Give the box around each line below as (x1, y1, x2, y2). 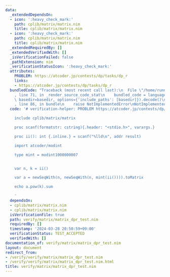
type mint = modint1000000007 (14, 152, 78, 157)
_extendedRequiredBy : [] (10, 45, 62, 50)
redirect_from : (5, 250, 37, 255)
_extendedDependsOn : (10, 12, 53, 17)
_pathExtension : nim (10, 59, 53, 64)
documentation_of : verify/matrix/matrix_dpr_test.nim (5, 240, 121, 246)
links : (14, 78, 28, 83)
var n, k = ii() (14, 166, 49, 171)
